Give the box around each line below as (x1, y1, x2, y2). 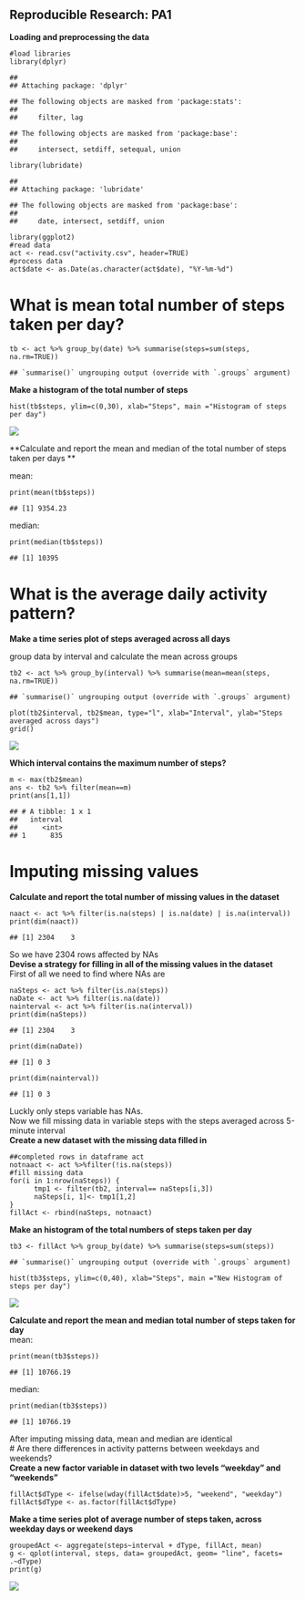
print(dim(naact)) (9, 916, 79, 926)
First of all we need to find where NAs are (9, 968, 166, 979)
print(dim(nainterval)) (9, 1073, 100, 1083)
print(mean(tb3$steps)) (9, 1351, 100, 1361)
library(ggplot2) (9, 232, 76, 242)
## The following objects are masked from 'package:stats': (9, 97, 243, 106)
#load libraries (9, 49, 71, 58)
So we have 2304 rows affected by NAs (9, 948, 159, 960)
